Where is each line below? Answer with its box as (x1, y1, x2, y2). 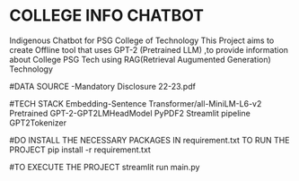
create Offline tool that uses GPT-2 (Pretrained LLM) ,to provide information (9, 44, 289, 55)
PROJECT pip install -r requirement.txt (9, 144, 151, 155)
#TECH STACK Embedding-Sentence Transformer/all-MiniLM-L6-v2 (9, 98, 262, 108)
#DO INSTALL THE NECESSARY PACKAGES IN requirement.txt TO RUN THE (9, 134, 290, 145)
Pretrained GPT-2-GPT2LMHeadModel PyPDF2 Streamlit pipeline (9, 108, 251, 118)
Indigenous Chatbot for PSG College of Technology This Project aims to (9, 35, 275, 46)
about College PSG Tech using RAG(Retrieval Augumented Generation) (9, 54, 271, 65)
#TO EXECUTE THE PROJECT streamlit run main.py (9, 161, 200, 172)
